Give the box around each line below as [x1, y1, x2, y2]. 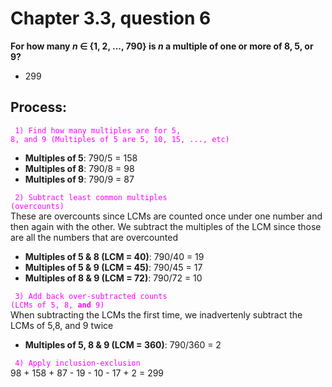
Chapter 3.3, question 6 [10, 7, 212, 30]
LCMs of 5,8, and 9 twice [10, 319, 114, 331]
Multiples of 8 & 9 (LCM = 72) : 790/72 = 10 [24, 272, 203, 284]
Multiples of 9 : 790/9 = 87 [24, 173, 135, 185]
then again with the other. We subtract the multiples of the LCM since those [10, 220, 322, 232]
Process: [10, 99, 67, 116]
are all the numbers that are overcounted [10, 231, 178, 243]
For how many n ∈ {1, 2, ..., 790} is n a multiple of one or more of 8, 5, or [10, 40, 314, 52]
